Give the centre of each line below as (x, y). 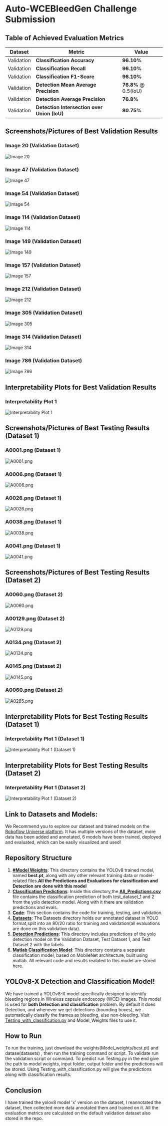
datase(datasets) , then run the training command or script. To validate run (82, 1053)
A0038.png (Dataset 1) (33, 522)
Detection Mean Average (66, 85)
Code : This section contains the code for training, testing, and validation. (87, 913)
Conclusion (23, 1090)
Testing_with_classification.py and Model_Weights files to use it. (71, 1020)
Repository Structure (39, 858)
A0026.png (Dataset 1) (33, 498)
